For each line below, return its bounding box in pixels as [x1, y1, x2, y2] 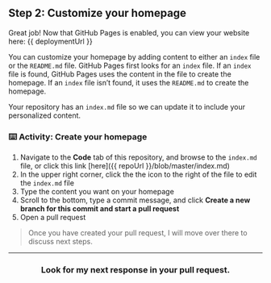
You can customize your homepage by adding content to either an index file [8, 52, 261, 61]
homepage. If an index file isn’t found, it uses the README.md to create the [8, 77, 249, 87]
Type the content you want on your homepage [19, 187, 175, 197]
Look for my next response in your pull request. [40, 264, 231, 276]
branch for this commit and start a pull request [19, 204, 180, 214]
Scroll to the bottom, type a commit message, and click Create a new [19, 195, 251, 205]
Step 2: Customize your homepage [8, 6, 187, 20]
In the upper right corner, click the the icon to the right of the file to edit [19, 169, 257, 180]
